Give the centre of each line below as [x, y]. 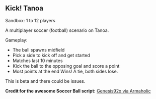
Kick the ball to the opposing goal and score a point [66, 66]
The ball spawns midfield [38, 49]
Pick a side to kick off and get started [51, 55]
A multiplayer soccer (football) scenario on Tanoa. [57, 30]
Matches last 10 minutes [37, 61]
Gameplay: [16, 40]
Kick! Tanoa [24, 8]
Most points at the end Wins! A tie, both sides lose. [65, 71]
